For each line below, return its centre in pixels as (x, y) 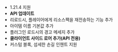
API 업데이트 (22, 13)
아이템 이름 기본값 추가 (32, 26)
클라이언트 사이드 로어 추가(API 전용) (45, 38)
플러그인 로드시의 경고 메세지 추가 (42, 32)
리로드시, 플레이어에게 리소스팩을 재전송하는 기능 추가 (61, 20)
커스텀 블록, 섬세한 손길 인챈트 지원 (43, 44)
